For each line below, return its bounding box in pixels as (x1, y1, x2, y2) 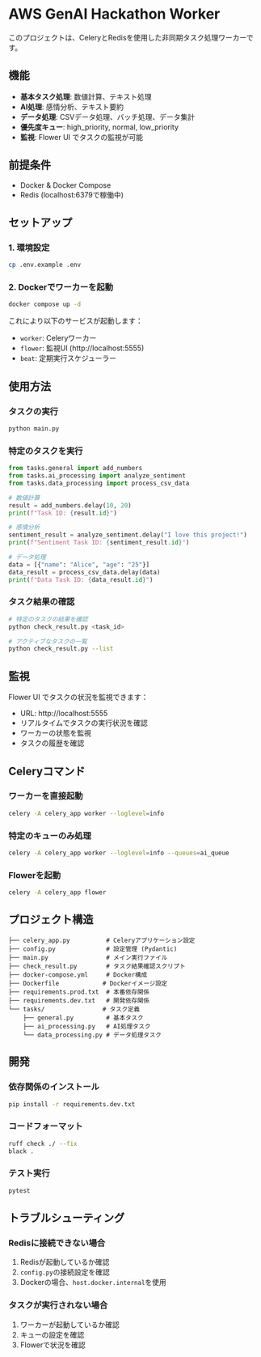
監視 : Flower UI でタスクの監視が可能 (19, 132, 144, 142)
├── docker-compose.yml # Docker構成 (8, 970, 148, 979)
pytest (8, 1186, 31, 1194)
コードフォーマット (8, 1121, 83, 1132)
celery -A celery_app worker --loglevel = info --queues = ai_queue (8, 849, 229, 857)
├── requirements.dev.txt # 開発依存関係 (8, 996, 149, 1004)
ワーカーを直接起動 (8, 791, 83, 802)
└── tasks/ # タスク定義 (8, 1005, 140, 1013)
